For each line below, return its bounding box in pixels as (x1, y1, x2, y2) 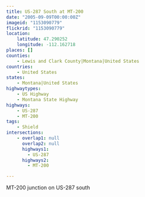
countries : (6, 63, 33, 70)
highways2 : (21, 157, 49, 163)
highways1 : (21, 146, 49, 152)
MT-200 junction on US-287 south (6, 184, 90, 191)
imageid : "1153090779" (6, 20, 62, 25)
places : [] (6, 47, 33, 53)
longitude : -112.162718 (17, 42, 76, 48)
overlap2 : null (21, 140, 60, 147)
